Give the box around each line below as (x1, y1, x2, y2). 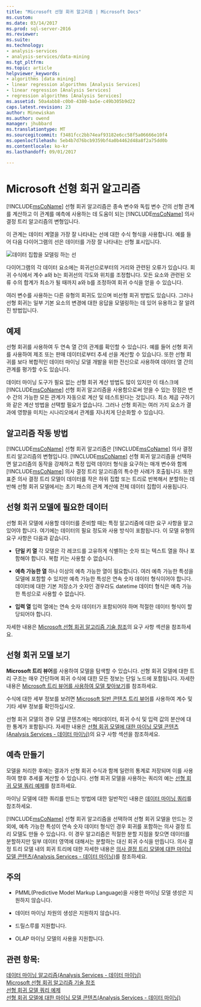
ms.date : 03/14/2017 (6, 20, 58, 26)
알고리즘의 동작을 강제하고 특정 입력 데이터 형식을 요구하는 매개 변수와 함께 (12, 460, 187, 467)
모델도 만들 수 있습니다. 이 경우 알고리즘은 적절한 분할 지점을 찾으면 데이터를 (12, 830, 190, 837)
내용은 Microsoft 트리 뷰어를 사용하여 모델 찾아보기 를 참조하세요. (6, 682, 158, 690)
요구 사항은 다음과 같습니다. (6, 534, 71, 541)
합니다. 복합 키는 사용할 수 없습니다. (31, 555, 115, 562)
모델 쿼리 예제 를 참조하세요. (12, 782, 77, 789)
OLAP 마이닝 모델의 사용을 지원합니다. (14, 935, 105, 943)
